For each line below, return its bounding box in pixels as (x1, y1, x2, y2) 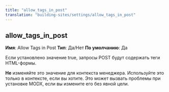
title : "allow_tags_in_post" (5, 7, 67, 13)
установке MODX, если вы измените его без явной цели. (5, 81, 129, 87)
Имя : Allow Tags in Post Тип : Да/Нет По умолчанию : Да (5, 44, 128, 51)
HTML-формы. (5, 60, 37, 66)
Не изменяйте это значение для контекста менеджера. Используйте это (5, 70, 164, 76)
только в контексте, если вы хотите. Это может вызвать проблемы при (5, 75, 161, 82)
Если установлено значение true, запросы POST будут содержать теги (5, 55, 160, 61)
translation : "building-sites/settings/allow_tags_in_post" (5, 12, 136, 17)
